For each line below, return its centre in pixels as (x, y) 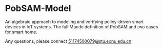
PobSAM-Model (38, 8)
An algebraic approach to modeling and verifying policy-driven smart (74, 22)
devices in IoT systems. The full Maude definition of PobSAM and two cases (81, 26)
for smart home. (21, 32)
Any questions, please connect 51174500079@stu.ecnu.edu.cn (68, 41)
